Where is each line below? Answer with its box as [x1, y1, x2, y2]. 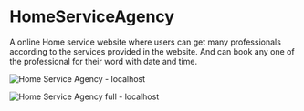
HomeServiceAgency [9, 6, 175, 27]
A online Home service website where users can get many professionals [9, 36, 281, 47]
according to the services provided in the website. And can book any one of [9, 45, 295, 56]
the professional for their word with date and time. [9, 55, 198, 66]
